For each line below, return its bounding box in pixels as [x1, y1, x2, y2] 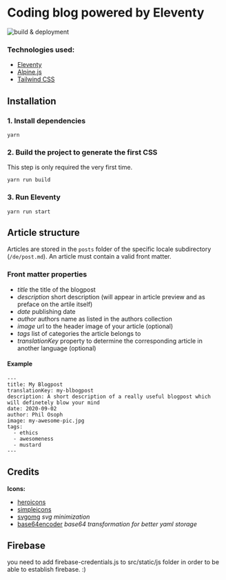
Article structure [7, 226, 81, 239]
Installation [7, 95, 56, 107]
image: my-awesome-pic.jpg [7, 417, 85, 424]
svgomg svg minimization [17, 512, 90, 521]
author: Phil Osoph [7, 411, 63, 418]
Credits [7, 466, 40, 478]
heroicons [17, 498, 46, 506]
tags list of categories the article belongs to [17, 329, 141, 337]
